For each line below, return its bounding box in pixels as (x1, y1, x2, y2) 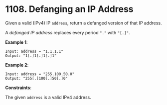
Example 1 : (5, 39, 28, 45)
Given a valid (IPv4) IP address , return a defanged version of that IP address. (5, 20, 162, 26)
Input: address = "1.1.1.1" (5, 49, 64, 54)
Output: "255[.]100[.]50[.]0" (5, 76, 68, 81)
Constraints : (5, 85, 31, 91)
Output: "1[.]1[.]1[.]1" (5, 53, 57, 58)
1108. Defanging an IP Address (5, 3, 134, 15)
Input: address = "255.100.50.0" (5, 71, 75, 77)
